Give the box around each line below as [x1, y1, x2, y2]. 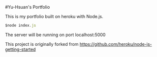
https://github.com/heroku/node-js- [79, 41, 152, 47]
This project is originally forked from [5, 41, 79, 47]
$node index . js [5, 23, 36, 28]
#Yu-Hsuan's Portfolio [5, 4, 50, 10]
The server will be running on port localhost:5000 [5, 32, 106, 38]
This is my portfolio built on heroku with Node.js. [5, 14, 103, 19]
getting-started [5, 46, 36, 52]
